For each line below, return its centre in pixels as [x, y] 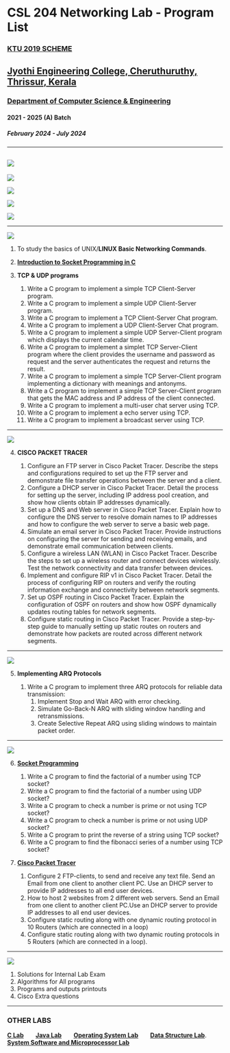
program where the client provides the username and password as [121, 354]
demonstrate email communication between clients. [100, 546]
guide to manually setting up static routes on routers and [121, 626]
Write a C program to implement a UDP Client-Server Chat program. [123, 325]
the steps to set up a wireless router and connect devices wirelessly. [124, 560]
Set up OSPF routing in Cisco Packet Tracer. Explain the [106, 597]
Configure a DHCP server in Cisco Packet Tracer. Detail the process [123, 487]
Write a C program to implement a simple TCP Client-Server [112, 288]
